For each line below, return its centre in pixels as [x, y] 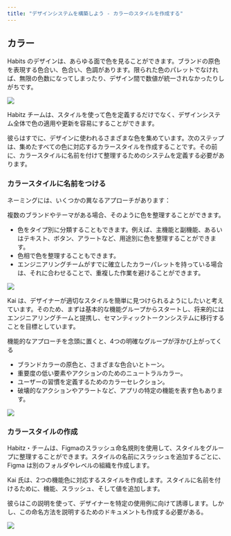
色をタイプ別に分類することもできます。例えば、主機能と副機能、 [111, 230]
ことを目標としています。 [43, 326]
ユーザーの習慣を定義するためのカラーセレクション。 [93, 382]
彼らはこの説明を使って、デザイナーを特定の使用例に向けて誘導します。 [110, 503]
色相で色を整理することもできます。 [68, 255]
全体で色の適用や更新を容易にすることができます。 [85, 123]
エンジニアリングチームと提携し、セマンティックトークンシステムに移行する [116, 317]
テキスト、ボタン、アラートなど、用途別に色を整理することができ [117, 238]
